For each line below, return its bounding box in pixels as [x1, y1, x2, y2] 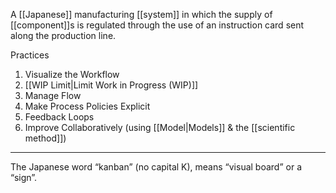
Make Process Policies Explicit [24, 100, 151, 112]
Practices [10, 49, 50, 61]
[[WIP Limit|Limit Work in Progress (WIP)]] [24, 79, 199, 91]
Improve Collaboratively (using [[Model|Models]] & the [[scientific [24, 122, 296, 133]
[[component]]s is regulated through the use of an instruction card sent [10, 19, 305, 31]
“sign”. [10, 172, 38, 183]
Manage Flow [24, 90, 82, 101]
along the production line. [10, 30, 117, 41]
